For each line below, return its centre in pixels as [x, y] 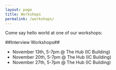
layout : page [19, 10]
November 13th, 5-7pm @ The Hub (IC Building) [61, 52]
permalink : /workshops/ [30, 19]
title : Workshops [23, 14]
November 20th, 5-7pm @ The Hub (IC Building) [62, 57]
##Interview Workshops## [32, 42]
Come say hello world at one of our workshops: [54, 33]
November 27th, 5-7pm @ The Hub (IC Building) [61, 63]
